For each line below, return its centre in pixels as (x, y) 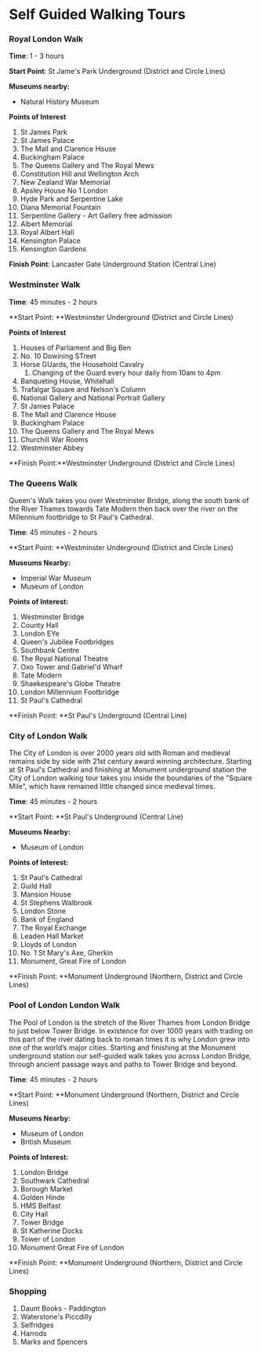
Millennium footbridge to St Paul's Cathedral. (81, 517)
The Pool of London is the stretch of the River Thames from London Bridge (129, 1022)
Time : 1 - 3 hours (37, 56)
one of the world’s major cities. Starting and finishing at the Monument (122, 1048)
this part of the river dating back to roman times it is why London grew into (129, 1039)
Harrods (33, 1333)
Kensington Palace (50, 240)
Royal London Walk (46, 39)
